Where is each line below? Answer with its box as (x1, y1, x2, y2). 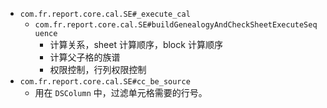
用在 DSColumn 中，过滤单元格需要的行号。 (34, 87, 208, 98)
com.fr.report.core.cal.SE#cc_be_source (19, 77, 191, 87)
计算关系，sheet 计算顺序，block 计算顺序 (49, 39, 223, 50)
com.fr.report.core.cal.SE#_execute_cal (19, 9, 191, 19)
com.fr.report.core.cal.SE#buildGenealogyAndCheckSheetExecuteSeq (34, 20, 318, 30)
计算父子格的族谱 (49, 51, 121, 63)
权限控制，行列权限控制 (49, 64, 147, 75)
